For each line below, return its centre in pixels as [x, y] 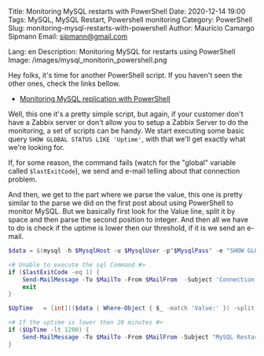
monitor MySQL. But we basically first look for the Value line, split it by [122, 211]
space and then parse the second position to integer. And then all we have [128, 220]
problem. [23, 179]
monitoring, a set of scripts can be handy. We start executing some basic [126, 130]
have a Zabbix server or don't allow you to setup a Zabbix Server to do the [128, 122]
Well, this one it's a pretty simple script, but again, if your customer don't [126, 114]
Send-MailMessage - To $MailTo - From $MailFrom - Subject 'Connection [139, 279]
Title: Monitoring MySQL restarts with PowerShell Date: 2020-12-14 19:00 [127, 11]
